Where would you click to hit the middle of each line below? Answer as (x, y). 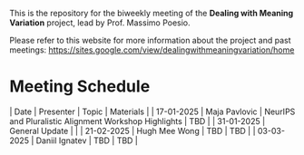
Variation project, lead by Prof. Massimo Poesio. (100, 23)
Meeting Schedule (80, 87)
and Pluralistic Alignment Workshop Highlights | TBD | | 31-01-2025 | (137, 121)
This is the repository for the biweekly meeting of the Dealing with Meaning (152, 13)
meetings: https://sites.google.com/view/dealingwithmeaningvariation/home (152, 50)
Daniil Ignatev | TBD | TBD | (87, 140)
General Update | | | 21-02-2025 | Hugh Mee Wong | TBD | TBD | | (132, 131)
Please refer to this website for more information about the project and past (150, 40)
